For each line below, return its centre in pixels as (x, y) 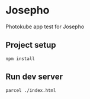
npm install (20, 59)
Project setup (31, 45)
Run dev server (34, 77)
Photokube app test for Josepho (45, 27)
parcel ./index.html (31, 90)
